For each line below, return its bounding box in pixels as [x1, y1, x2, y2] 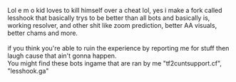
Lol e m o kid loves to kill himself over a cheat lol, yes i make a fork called [7, 6, 222, 14]
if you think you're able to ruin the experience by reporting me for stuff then [7, 44, 230, 52]
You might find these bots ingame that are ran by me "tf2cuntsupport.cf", [7, 59, 222, 67]
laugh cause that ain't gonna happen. [7, 51, 117, 60]
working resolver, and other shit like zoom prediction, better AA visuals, [7, 21, 217, 29]
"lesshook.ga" [7, 67, 49, 75]
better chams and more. [7, 29, 78, 37]
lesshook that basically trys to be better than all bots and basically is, [7, 14, 210, 22]
